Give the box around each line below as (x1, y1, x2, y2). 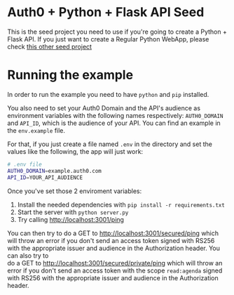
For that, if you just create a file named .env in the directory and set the (7, 140, 212, 148)
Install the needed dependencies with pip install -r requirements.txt (17, 200, 226, 209)
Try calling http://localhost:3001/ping (17, 215, 125, 223)
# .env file (7, 161, 42, 168)
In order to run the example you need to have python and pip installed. (7, 90, 209, 98)
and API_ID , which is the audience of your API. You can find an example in (7, 119, 221, 127)
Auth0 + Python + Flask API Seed (7, 4, 205, 20)
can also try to (7, 251, 49, 260)
